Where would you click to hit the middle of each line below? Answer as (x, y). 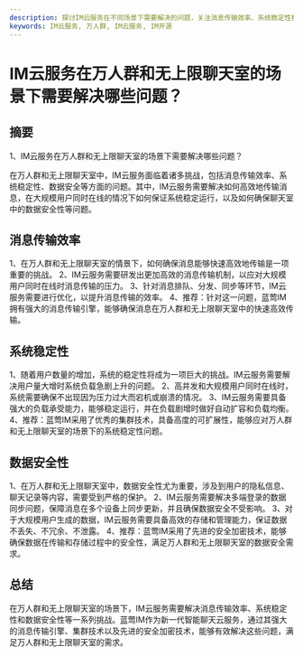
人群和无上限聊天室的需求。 (76, 642)
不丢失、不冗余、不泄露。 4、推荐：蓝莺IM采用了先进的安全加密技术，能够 (148, 530)
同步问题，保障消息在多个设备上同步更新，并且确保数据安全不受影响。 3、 (147, 508)
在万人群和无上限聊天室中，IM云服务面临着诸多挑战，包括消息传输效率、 (144, 175)
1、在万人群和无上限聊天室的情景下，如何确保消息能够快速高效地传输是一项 (149, 264)
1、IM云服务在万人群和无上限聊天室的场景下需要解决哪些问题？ (126, 155)
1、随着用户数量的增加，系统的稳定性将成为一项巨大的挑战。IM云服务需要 (146, 375)
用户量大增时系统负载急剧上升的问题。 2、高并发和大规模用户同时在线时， (155, 386)
